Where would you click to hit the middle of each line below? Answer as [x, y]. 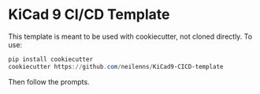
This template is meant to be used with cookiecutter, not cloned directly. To [130, 36]
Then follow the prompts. [49, 81]
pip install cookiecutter [50, 59]
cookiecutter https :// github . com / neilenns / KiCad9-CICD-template [116, 66]
